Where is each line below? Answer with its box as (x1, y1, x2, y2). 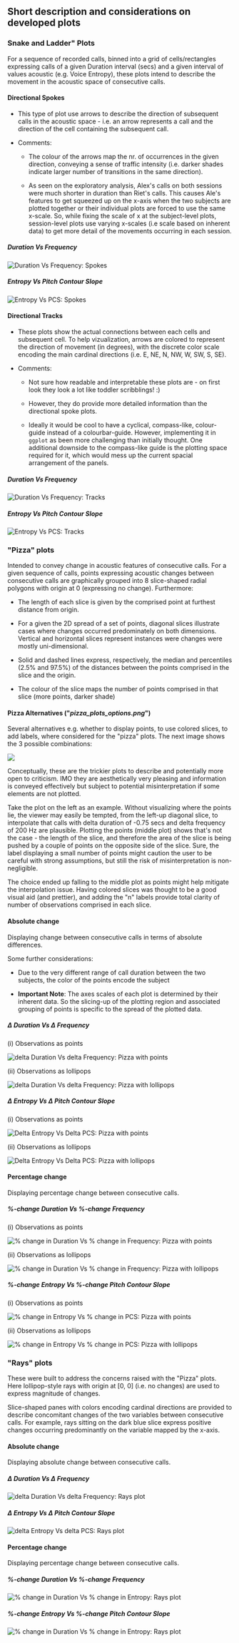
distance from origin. (17, 606, 80, 614)
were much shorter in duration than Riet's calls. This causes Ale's (28, 188, 221, 197)
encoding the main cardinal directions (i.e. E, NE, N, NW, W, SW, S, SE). (17, 350, 227, 359)
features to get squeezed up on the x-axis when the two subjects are (28, 196, 231, 205)
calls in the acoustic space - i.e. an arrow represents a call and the (17, 117, 214, 126)
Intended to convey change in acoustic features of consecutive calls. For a (7, 561, 227, 570)
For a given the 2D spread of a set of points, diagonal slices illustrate (17, 619, 220, 628)
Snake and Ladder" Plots (7, 39, 95, 49)
